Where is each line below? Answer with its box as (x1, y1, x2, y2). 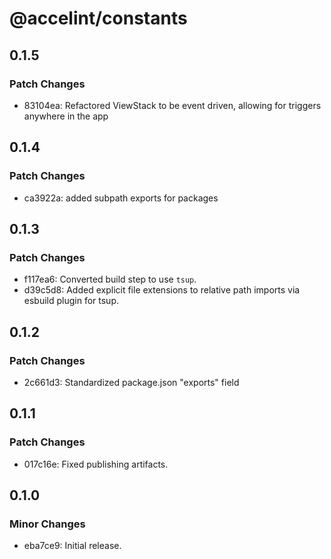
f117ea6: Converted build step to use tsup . (23, 273, 197, 286)
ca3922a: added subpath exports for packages (23, 192, 219, 204)
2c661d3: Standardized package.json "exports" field (23, 376, 240, 388)
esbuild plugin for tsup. (23, 295, 120, 307)
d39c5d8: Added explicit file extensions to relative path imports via (23, 284, 301, 296)
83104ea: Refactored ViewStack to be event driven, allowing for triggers (23, 99, 322, 111)
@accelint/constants (9, 7, 188, 30)
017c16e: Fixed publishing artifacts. (23, 458, 169, 470)
